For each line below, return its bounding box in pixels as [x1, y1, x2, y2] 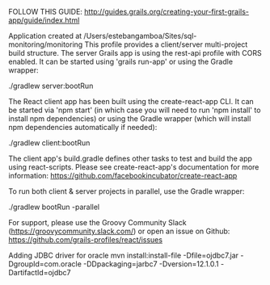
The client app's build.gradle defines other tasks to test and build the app [8, 153, 253, 163]
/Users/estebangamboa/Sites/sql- [83, 31, 197, 40]
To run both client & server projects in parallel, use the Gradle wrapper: [8, 187, 245, 196]
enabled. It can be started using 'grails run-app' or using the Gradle [8, 57, 233, 66]
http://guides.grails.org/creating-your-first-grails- [84, 7, 249, 16]
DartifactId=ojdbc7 [8, 268, 71, 277]
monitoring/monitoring [8, 40, 83, 49]
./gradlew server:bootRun [8, 81, 94, 90]
